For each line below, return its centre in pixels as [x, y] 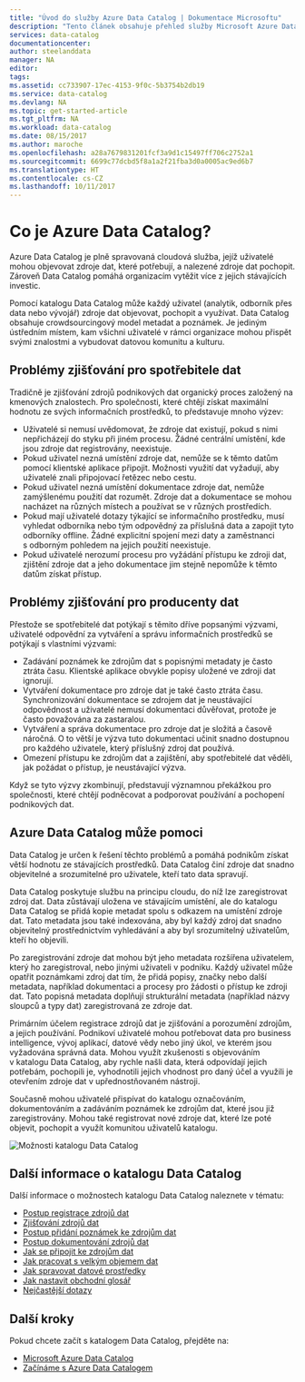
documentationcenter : [50, 43]
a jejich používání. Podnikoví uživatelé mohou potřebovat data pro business [151, 1032]
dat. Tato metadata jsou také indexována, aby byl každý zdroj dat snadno [146, 920]
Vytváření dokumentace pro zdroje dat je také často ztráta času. [143, 690]
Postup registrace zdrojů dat [76, 1213]
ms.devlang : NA [38, 102]
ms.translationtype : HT [54, 170]
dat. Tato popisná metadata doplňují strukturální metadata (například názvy [150, 996]
